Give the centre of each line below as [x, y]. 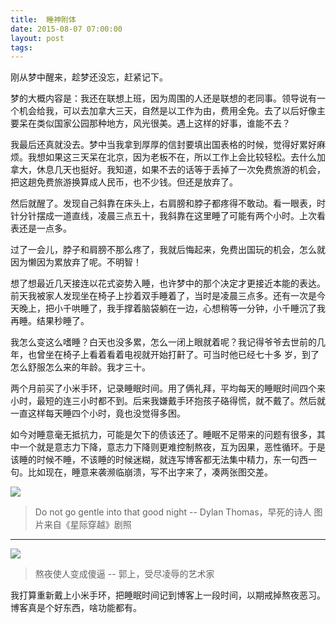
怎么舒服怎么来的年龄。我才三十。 [80, 367]
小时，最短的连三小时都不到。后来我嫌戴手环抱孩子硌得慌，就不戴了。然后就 [168, 401]
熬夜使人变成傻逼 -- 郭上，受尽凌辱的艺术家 [124, 574]
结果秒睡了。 [63, 321]
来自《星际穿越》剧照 [87, 525]
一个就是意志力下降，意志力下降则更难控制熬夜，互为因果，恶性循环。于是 [172, 447]
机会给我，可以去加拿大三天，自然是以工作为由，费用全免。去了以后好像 [167, 111]
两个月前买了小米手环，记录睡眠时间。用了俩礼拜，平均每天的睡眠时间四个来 [168, 388]
